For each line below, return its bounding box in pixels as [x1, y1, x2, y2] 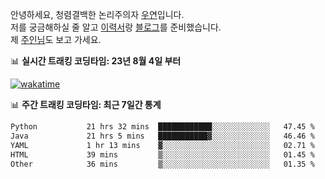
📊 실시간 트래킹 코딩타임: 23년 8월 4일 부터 [10, 55, 182, 67]
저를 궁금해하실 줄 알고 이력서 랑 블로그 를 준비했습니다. [10, 21, 222, 33]
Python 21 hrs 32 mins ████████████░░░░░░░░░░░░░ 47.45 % [10, 122, 315, 132]
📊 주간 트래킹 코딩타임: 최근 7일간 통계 [10, 99, 162, 110]
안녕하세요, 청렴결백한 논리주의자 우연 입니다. [10, 9, 185, 20]
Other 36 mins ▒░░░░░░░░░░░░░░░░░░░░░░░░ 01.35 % [10, 159, 315, 169]
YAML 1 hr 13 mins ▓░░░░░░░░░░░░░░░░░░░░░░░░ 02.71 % [10, 140, 315, 150]
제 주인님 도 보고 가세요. [10, 34, 102, 45]
